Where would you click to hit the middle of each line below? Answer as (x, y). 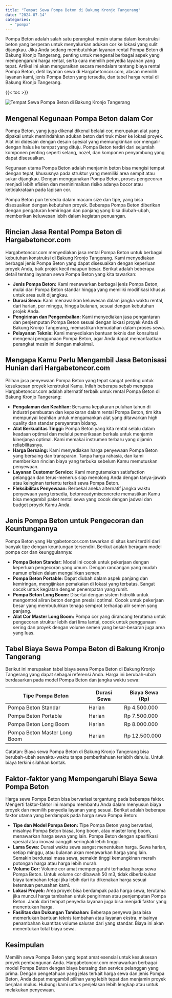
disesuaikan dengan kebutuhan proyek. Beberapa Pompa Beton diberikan (83, 205)
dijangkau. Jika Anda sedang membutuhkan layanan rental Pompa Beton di (84, 50)
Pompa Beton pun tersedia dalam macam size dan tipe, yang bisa (74, 200)
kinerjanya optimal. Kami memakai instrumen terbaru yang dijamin (82, 439)
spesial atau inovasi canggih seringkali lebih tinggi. (66, 842)
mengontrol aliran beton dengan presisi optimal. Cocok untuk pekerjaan (88, 600)
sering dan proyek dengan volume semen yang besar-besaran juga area (89, 627)
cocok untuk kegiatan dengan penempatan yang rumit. (70, 589)
